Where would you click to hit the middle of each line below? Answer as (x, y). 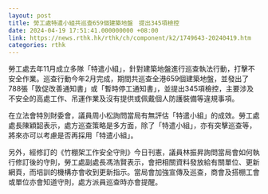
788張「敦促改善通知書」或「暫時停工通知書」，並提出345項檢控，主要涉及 (131, 89)
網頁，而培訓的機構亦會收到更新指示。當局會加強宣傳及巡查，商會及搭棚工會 (134, 173)
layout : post (30, 16)
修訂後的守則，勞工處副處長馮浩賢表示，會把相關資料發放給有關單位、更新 (137, 162)
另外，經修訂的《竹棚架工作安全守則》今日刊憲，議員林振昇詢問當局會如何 (130, 153)
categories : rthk (37, 45)
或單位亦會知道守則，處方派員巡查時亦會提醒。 (85, 182)
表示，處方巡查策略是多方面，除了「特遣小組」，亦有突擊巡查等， (150, 126)
